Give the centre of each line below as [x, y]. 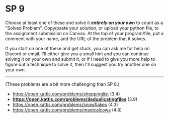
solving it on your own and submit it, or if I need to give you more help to [80, 59]
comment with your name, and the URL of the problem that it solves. [76, 39]
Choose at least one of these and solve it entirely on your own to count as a [84, 23]
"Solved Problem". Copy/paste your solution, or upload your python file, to [82, 28]
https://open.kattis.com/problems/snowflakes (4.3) [65, 104]
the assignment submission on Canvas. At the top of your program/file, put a [84, 33]
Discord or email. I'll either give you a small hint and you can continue [77, 54]
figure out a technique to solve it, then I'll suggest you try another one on [81, 64]
